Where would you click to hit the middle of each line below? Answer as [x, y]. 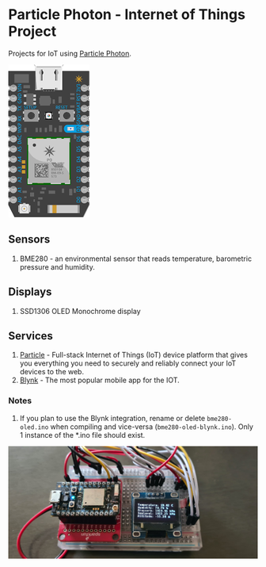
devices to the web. [52, 372]
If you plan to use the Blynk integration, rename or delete [112, 418]
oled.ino [34, 427]
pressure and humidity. [57, 266]
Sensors [29, 239]
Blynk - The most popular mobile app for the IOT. [99, 380]
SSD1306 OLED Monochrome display [80, 311]
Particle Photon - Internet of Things [127, 15]
